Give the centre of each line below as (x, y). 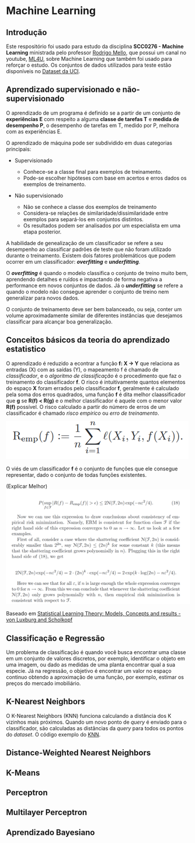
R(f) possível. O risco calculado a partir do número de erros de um (86, 407)
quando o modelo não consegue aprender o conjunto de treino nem (88, 291)
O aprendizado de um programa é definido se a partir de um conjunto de (93, 113)
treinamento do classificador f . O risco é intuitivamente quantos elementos (96, 382)
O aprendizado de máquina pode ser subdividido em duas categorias (89, 143)
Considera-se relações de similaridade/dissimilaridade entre (95, 213)
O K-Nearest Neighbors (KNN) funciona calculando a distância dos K (89, 715)
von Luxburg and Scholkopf (39, 620)
